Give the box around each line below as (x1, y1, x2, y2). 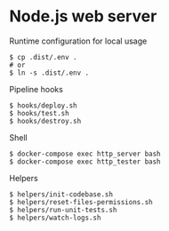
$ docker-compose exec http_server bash (9, 149, 162, 158)
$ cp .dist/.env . (9, 52, 77, 61)
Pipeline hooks (9, 84, 64, 94)
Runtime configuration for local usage (9, 36, 148, 46)
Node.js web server (9, 6, 157, 27)
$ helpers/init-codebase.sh (9, 189, 114, 199)
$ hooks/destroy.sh (9, 116, 82, 125)
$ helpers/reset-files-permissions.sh (9, 197, 153, 206)
